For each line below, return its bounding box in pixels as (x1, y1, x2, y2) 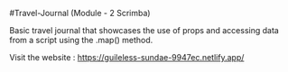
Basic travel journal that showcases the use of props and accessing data (9, 25, 280, 35)
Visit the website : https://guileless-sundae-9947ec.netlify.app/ (9, 52, 245, 62)
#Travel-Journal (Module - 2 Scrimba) (9, 8, 151, 18)
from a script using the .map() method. (9, 35, 153, 45)
